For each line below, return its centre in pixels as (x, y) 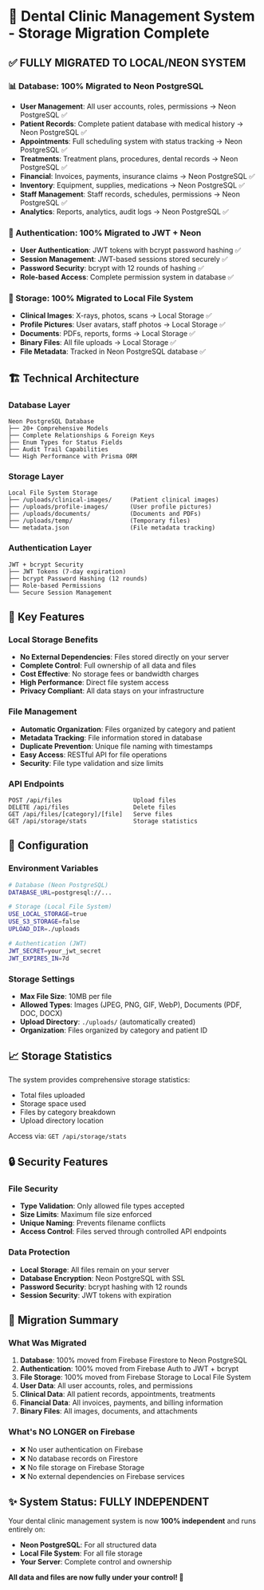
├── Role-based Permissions (55, 585)
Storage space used (53, 1103)
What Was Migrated (47, 1343)
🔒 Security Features (58, 1162)
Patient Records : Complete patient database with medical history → (132, 124)
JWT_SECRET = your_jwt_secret (55, 951)
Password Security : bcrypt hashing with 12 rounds (103, 1287)
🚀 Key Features (47, 617)
